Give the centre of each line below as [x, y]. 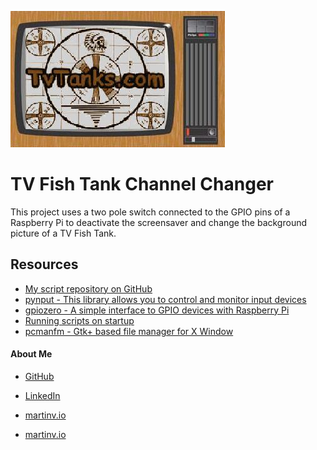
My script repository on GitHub [88, 288]
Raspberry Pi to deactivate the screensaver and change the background [158, 222]
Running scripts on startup [79, 320]
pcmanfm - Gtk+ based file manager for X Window [129, 331]
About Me [31, 354]
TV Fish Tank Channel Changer [142, 184]
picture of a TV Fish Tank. [63, 233]
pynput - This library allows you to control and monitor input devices [165, 299]
